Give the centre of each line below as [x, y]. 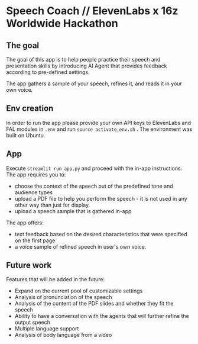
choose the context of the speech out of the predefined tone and [94, 186]
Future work [29, 266]
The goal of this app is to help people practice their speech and [83, 60]
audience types [34, 192]
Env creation [30, 109]
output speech [32, 322]
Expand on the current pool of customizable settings [79, 291]
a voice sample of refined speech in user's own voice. [80, 246]
